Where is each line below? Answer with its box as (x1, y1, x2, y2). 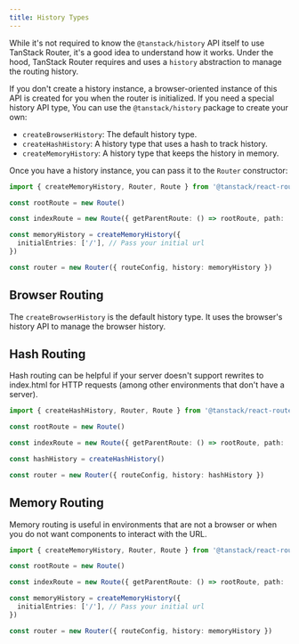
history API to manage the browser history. (9, 321, 166, 331)
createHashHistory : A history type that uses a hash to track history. (21, 138, 269, 149)
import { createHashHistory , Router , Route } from (9, 406, 201, 415)
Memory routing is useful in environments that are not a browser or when (9, 518, 278, 530)
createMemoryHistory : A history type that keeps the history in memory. (21, 148, 279, 159)
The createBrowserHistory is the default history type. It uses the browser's (9, 311, 283, 322)
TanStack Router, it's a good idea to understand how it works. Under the (9, 46, 274, 58)
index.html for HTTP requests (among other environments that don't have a (9, 379, 285, 390)
